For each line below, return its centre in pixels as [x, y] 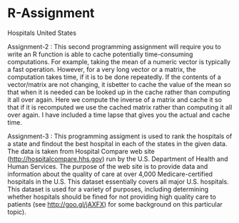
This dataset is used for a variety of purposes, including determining [108, 189]
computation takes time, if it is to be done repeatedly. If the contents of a [114, 77]
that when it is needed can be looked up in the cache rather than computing [119, 92]
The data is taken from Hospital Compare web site [81, 151]
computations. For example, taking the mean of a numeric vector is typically [119, 61]
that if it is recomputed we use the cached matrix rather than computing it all [120, 107]
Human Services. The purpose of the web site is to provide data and [108, 166]
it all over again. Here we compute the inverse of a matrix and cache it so [115, 99]
